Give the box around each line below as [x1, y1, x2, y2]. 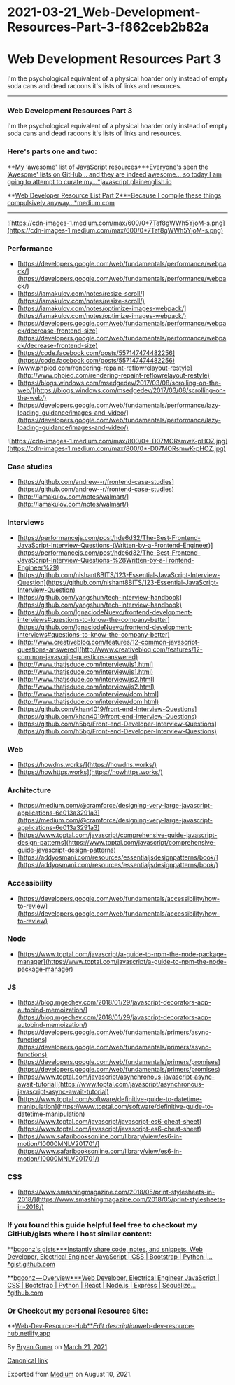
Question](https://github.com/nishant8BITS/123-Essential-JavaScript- [17, 578, 219, 586]
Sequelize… [162, 1281, 197, 1289]
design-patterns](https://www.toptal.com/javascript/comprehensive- [17, 839, 216, 847]
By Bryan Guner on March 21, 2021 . [7, 1342, 110, 1351]
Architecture [7, 785, 52, 795]
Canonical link [7, 1356, 48, 1365]
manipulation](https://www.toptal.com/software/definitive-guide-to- [17, 1103, 214, 1111]
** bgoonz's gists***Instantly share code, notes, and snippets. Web [7, 1245, 203, 1253]
